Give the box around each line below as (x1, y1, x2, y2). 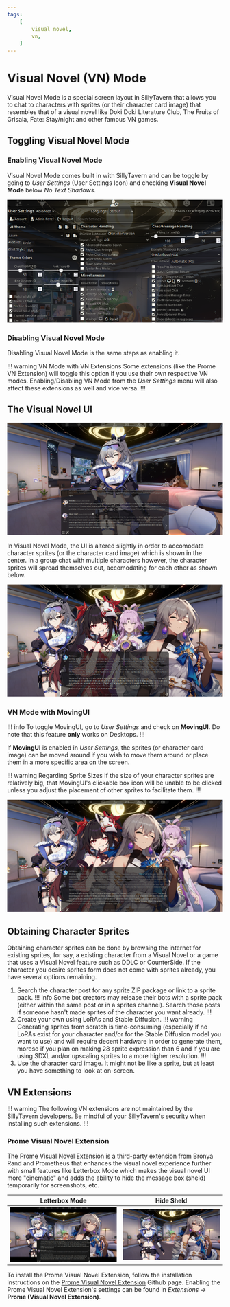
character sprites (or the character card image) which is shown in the (7, 548, 203, 557)
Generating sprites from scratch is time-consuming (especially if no (16, 1023, 208, 1031)
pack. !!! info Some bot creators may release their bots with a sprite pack (16, 994, 222, 1002)
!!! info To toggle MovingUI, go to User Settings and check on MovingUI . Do (7, 723, 220, 731)
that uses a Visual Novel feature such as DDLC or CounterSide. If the (7, 959, 201, 967)
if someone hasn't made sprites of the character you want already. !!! (16, 1008, 212, 1016)
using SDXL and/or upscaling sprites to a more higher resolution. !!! (16, 1052, 207, 1060)
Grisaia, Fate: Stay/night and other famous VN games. (7, 115, 159, 124)
